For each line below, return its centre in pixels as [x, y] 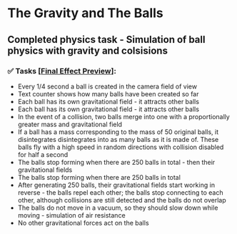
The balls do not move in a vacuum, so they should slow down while [118, 208]
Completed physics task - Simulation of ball [106, 40]
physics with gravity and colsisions [87, 50]
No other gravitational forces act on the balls [83, 223]
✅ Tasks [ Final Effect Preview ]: [62, 71]
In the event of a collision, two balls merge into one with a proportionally [123, 116]
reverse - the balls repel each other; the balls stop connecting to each [120, 192]
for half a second [43, 154]
